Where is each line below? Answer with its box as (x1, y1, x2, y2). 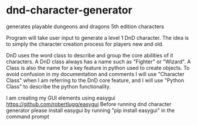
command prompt (6, 113, 49, 120)
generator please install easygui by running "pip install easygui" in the (6, 107, 175, 114)
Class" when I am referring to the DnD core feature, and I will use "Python (6, 77, 185, 84)
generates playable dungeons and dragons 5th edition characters (6, 23, 164, 30)
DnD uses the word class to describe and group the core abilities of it (6, 52, 174, 59)
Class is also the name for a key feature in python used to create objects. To (6, 64, 190, 71)
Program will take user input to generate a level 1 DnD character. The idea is (6, 34, 189, 41)
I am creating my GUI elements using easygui (6, 94, 116, 101)
